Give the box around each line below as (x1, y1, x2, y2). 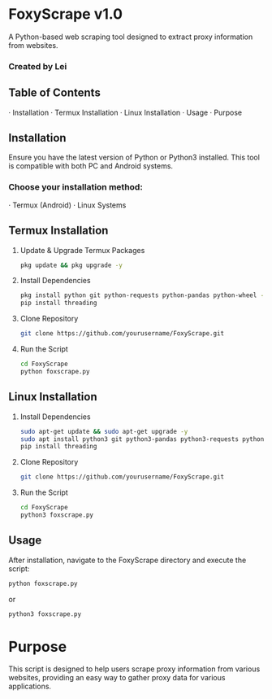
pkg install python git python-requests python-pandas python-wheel (19, 291, 257, 299)
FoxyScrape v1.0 (8, 5, 123, 24)
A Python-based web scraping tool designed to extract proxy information (8, 32, 253, 42)
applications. (8, 681, 51, 692)
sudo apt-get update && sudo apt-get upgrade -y (19, 427, 188, 435)
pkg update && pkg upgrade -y (19, 261, 123, 269)
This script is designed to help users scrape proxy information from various (8, 664, 261, 674)
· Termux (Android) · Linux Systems (8, 200, 127, 210)
